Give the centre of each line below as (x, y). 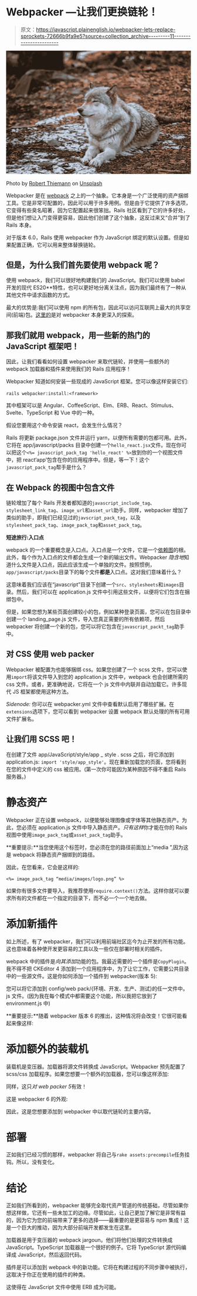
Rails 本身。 (20, 225)
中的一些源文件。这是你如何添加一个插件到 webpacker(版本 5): (81, 976)
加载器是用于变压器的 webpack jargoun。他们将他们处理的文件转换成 (89, 1240)
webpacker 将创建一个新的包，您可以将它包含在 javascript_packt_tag (90, 627)
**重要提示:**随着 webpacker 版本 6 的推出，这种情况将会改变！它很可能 (94, 1016)
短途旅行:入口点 (25, 538)
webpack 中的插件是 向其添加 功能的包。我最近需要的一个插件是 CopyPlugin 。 (98, 961)
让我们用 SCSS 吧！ (42, 739)
